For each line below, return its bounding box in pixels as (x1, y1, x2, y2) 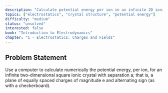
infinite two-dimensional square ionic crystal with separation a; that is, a (5, 72, 153, 78)
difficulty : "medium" (5, 16, 50, 21)
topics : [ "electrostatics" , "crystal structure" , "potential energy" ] (5, 12, 155, 17)
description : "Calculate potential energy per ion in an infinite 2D (5, 7, 153, 12)
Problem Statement (5, 53, 67, 62)
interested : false (5, 26, 43, 31)
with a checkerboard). (5, 83, 51, 89)
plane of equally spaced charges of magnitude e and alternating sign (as (5, 77, 155, 83)
